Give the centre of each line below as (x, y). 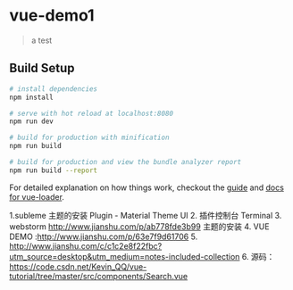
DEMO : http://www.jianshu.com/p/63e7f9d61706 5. (104, 236)
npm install (31, 97)
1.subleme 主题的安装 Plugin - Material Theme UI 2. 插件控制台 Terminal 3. (146, 215)
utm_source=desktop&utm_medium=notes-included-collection (125, 256)
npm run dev (31, 121)
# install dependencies (54, 89)
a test (42, 40)
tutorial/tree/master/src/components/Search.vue (99, 276)
